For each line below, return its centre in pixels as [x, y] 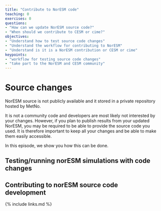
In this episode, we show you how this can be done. [57, 146]
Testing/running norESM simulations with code [78, 161]
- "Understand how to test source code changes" [55, 41]
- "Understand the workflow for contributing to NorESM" [64, 46]
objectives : [17, 37]
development [25, 192]
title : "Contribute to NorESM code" [42, 9]
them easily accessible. [28, 136]
